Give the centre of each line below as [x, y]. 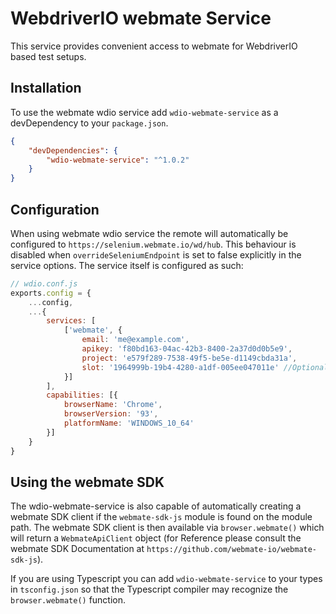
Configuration [55, 209]
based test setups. [48, 56]
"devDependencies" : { [73, 150]
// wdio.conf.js [44, 283]
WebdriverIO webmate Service [141, 18]
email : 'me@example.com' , [135, 340]
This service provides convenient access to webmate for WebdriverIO [154, 46]
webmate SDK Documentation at [77, 549]
